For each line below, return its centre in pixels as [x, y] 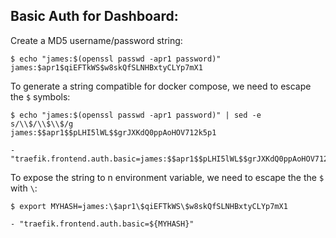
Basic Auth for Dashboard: [94, 16]
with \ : [24, 188]
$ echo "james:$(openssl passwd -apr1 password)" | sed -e [136, 115]
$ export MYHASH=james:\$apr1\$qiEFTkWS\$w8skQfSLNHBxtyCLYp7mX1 [149, 206]
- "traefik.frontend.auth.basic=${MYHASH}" [102, 224]
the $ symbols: [40, 96]
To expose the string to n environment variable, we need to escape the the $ [167, 177]
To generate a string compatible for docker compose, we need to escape [161, 86]
